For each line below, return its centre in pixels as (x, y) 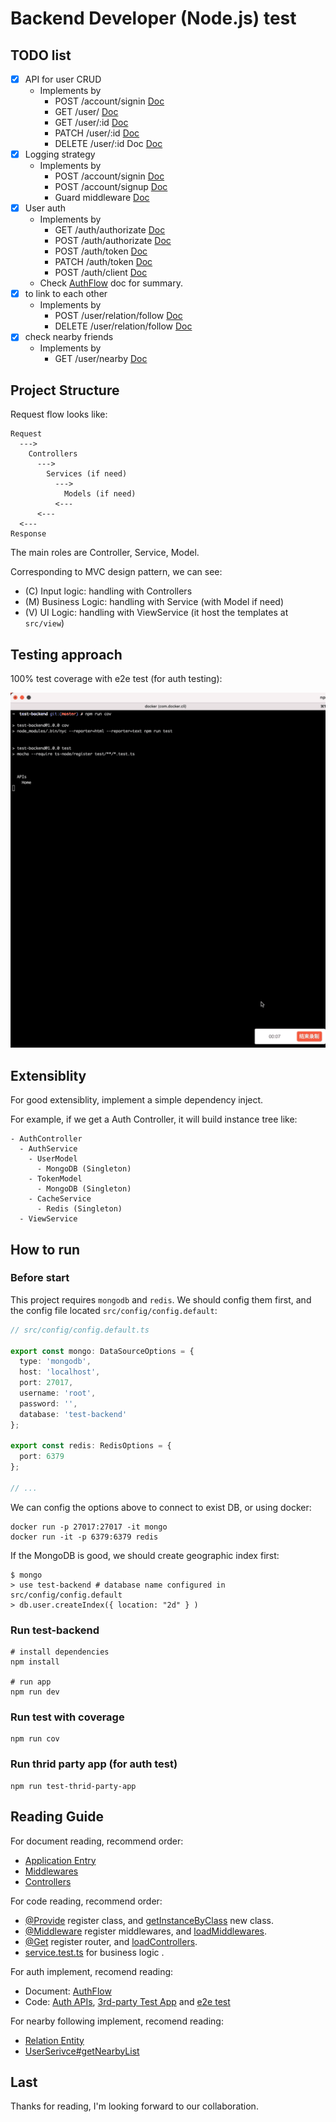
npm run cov (35, 1739)
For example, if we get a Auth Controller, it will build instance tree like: (154, 1119)
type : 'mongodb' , (55, 1362)
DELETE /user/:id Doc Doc (108, 144)
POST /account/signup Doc (111, 187)
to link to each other (66, 294)
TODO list (41, 55)
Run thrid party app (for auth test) (94, 1764)
